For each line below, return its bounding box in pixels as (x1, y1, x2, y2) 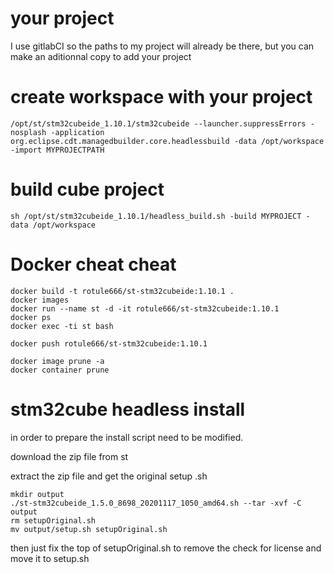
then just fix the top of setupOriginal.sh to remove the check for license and (10, 542, 322, 554)
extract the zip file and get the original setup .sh (10, 470, 208, 482)
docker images (10, 295, 70, 305)
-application (50, 127, 105, 137)
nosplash (10, 127, 47, 137)
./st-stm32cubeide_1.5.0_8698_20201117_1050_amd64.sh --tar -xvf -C (10, 498, 302, 508)
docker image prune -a (10, 356, 105, 366)
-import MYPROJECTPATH (10, 145, 105, 155)
